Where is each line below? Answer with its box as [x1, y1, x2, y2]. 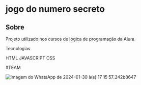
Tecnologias [5, 46, 30, 51]
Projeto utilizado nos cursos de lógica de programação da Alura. [5, 36, 136, 42]
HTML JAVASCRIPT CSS [5, 55, 56, 61]
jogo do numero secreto [5, 3, 105, 15]
